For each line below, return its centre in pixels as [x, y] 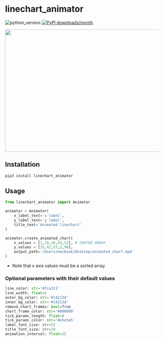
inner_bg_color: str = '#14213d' [37, 302]
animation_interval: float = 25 [36, 334]
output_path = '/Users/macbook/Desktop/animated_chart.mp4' [74, 252]
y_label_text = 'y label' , [39, 220]
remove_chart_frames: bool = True [38, 307]
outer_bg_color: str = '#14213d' [37, 298]
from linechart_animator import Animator [48, 202]
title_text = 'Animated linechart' [48, 225]
